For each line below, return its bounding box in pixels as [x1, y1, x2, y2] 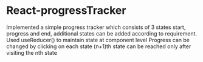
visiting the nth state [6, 49, 58, 56]
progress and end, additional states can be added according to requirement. [6, 29, 198, 37]
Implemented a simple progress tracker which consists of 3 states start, [6, 23, 186, 31]
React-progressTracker [6, 4, 126, 17]
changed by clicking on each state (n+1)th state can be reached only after [6, 43, 191, 50]
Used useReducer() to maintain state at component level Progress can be [6, 36, 190, 43]
